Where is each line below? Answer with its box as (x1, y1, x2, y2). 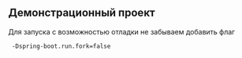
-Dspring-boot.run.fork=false (11, 42, 111, 50)
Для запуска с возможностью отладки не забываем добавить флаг (8, 27, 235, 36)
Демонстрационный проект (8, 6, 155, 20)
